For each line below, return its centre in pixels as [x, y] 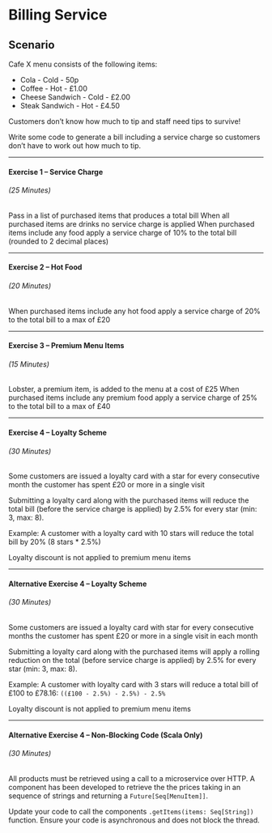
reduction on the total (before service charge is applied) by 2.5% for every [132, 660]
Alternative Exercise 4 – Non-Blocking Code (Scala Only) [106, 735]
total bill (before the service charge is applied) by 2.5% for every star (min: [133, 509]
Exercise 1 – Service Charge [56, 172]
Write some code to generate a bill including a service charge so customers [134, 137]
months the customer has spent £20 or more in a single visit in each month [133, 635]
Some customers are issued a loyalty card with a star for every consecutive [134, 476]
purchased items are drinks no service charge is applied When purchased [132, 223]
